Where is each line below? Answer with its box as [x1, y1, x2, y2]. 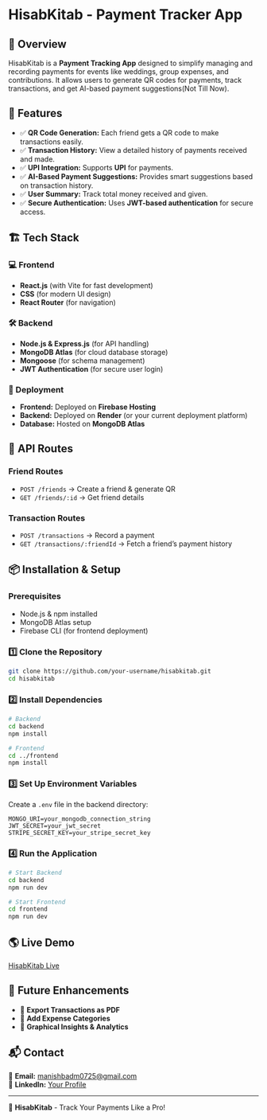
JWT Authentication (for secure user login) [19, 364, 164, 373]
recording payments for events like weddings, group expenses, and [8, 67, 229, 76]
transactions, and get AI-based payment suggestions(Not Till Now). [8, 84, 230, 93]
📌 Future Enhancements [8, 984, 130, 997]
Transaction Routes [8, 512, 86, 523]
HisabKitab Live [8, 961, 60, 970]
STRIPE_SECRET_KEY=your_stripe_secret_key [8, 829, 151, 837]
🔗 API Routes [8, 442, 74, 455]
